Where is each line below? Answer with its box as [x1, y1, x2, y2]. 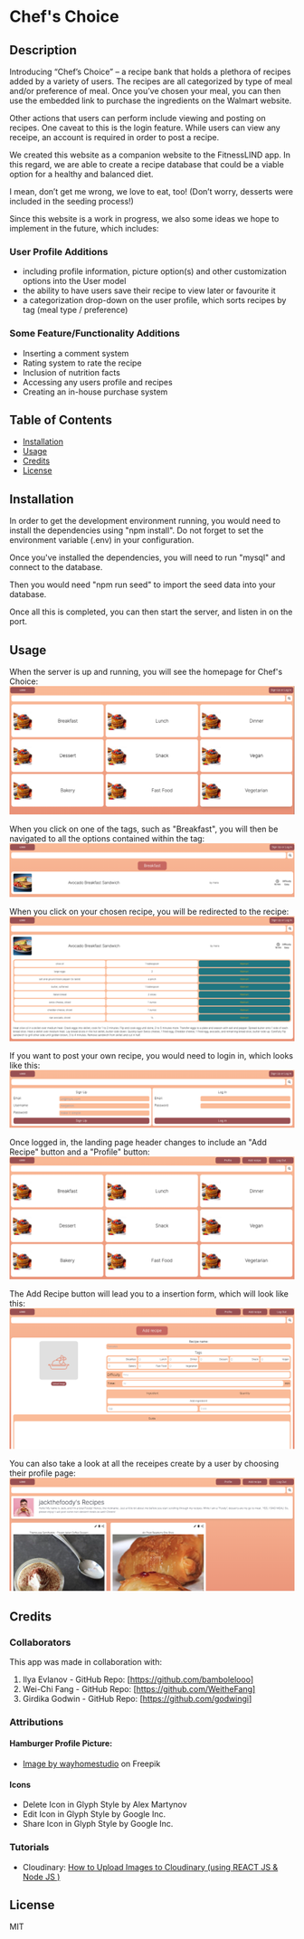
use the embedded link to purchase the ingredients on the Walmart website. [9, 95, 292, 106]
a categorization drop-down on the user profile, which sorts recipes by [22, 295, 287, 306]
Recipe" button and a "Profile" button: [9, 1146, 151, 1157]
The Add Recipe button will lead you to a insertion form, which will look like [9, 1288, 290, 1299]
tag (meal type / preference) [22, 305, 128, 316]
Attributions [9, 1716, 64, 1728]
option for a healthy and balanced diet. [9, 169, 154, 179]
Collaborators [9, 1636, 71, 1649]
